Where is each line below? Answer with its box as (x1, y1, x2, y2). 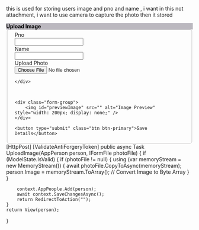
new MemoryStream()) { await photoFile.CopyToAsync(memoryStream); (6, 162, 182, 169)
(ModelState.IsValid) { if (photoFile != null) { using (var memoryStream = (6, 156, 182, 162)
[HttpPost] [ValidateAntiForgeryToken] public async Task (6, 143, 145, 150)
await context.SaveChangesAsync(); (17, 191, 105, 197)
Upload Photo (14, 59, 49, 66)
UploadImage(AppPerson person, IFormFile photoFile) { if (6, 149, 146, 156)
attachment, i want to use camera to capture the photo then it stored (6, 11, 173, 18)
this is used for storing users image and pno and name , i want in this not (6, 5, 184, 12)
